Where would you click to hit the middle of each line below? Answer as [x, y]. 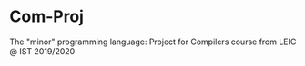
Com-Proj [47, 17]
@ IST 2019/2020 [42, 51]
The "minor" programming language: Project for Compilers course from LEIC [153, 42]
